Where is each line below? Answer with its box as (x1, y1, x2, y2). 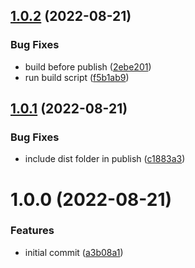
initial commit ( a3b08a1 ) (24, 246, 124, 258)
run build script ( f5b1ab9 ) (24, 71, 130, 83)
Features (10, 224, 55, 238)
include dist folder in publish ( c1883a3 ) (24, 153, 186, 165)
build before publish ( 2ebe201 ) (24, 60, 152, 73)
